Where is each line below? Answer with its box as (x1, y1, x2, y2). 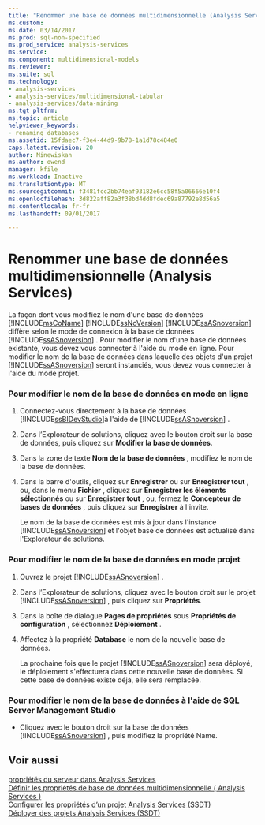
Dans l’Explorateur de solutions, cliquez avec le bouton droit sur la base (19, 430, 252, 439)
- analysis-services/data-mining (8, 99, 118, 107)
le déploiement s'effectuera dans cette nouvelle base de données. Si (19, 666, 243, 676)
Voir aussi (8, 754, 58, 767)
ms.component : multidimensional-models (8, 56, 140, 64)
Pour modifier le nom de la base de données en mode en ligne (8, 388, 248, 399)
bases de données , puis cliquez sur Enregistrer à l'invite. (19, 502, 209, 512)
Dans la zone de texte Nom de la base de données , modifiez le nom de (19, 454, 253, 463)
